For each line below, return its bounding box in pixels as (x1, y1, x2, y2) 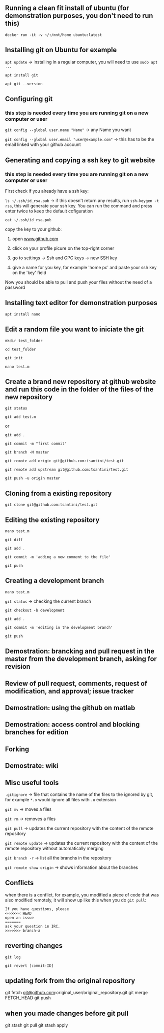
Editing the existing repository (5, 516, 100, 524)
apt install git (5, 72, 38, 78)
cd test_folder (5, 347, 36, 352)
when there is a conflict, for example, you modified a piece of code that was (5, 892, 159, 897)
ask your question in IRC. (5, 924, 60, 929)
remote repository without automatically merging (5, 845, 104, 852)
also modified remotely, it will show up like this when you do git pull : (5, 897, 146, 903)
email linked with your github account (5, 141, 81, 147)
